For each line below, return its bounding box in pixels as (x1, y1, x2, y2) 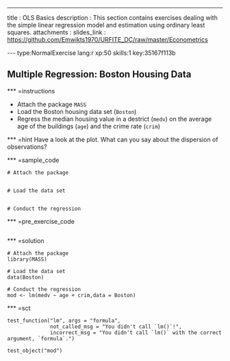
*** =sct (7, 303, 31, 312)
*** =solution (7, 236, 44, 244)
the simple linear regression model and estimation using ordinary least (7, 21, 205, 29)
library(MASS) (7, 255, 48, 263)
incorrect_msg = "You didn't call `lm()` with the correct (50, 329, 222, 336)
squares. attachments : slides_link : (7, 28, 106, 36)
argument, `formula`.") (7, 335, 75, 342)
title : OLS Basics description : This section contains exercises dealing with (7, 14, 218, 21)
